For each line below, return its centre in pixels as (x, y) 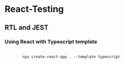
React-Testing (34, 9)
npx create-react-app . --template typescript (71, 57)
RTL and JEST (27, 28)
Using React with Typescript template (51, 42)
